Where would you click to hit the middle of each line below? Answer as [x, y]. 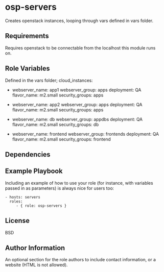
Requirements [27, 36]
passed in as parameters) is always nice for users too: [59, 188]
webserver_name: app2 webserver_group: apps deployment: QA [77, 104]
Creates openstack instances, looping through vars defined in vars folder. [79, 21]
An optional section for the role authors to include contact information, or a [81, 260]
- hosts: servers [23, 197]
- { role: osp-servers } [41, 206]
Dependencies [28, 154]
